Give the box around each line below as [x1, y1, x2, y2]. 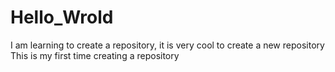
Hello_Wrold [10, 6, 114, 29]
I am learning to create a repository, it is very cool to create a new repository [10, 39, 325, 51]
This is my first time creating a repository [10, 49, 180, 61]
